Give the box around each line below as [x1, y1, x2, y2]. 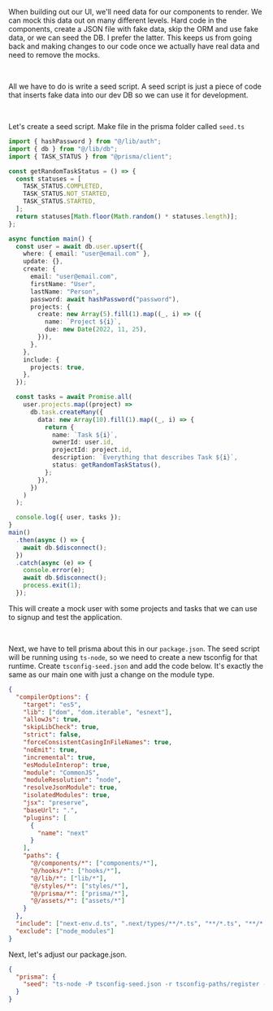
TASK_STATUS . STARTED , [23, 197, 96, 206]
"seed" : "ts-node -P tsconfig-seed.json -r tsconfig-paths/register [23, 980, 260, 988]
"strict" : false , [23, 731, 82, 739]
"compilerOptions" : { [15, 692, 89, 701]
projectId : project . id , [51, 446, 132, 454]
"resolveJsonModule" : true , [23, 783, 118, 792]
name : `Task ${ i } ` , [51, 431, 118, 439]
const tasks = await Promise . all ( [15, 393, 132, 401]
